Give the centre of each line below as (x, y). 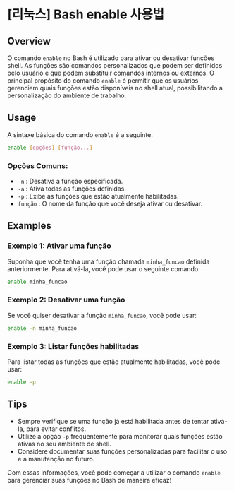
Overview (29, 41)
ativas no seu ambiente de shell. (64, 444)
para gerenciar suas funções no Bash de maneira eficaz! (90, 480)
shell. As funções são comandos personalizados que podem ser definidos (115, 65)
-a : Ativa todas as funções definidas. (72, 189)
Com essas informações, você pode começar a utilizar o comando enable (114, 472)
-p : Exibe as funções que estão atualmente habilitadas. (98, 196)
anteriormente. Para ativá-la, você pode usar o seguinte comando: (104, 268)
